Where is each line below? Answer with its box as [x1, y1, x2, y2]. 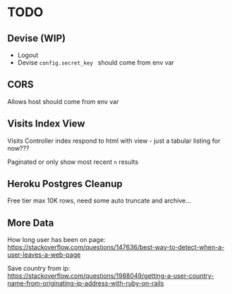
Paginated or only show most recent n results [7, 158, 139, 166]
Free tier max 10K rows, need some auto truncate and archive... [7, 196, 192, 205]
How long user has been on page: [7, 236, 106, 244]
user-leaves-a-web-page [7, 250, 81, 259]
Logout [17, 51, 39, 59]
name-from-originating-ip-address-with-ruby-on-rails [7, 279, 164, 288]
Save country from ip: [7, 264, 71, 273]
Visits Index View [7, 117, 85, 130]
